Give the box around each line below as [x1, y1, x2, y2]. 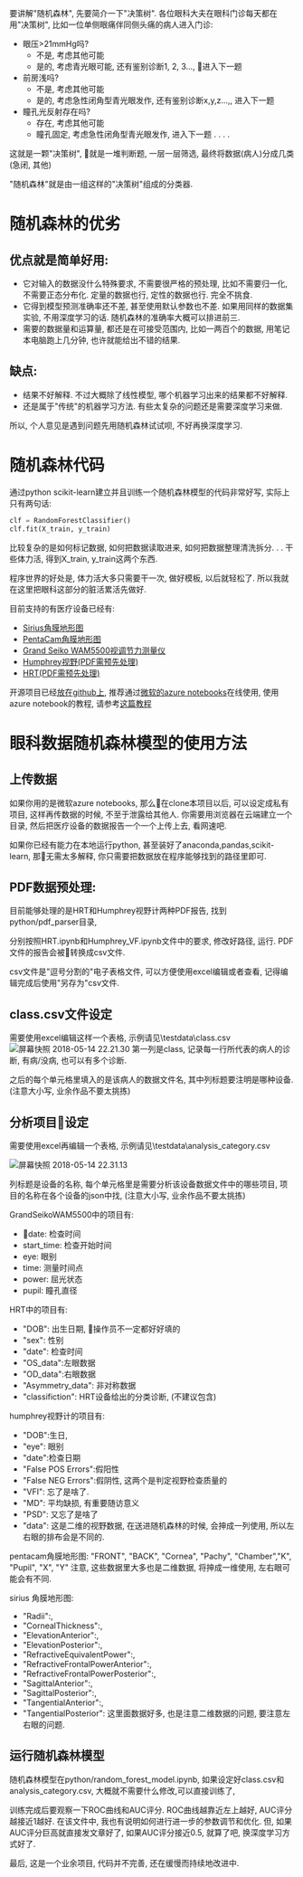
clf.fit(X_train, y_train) [9, 524, 111, 534]
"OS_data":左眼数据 [22, 1357, 96, 1368]
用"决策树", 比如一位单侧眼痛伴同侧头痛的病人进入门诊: [9, 19, 213, 30]
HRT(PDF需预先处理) [22, 668, 100, 678]
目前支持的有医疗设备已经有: [9, 602, 116, 613]
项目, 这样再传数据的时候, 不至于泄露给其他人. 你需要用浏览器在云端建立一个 [9, 809, 292, 820]
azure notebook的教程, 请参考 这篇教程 [9, 697, 152, 708]
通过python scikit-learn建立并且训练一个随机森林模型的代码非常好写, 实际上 [9, 487, 290, 498]
